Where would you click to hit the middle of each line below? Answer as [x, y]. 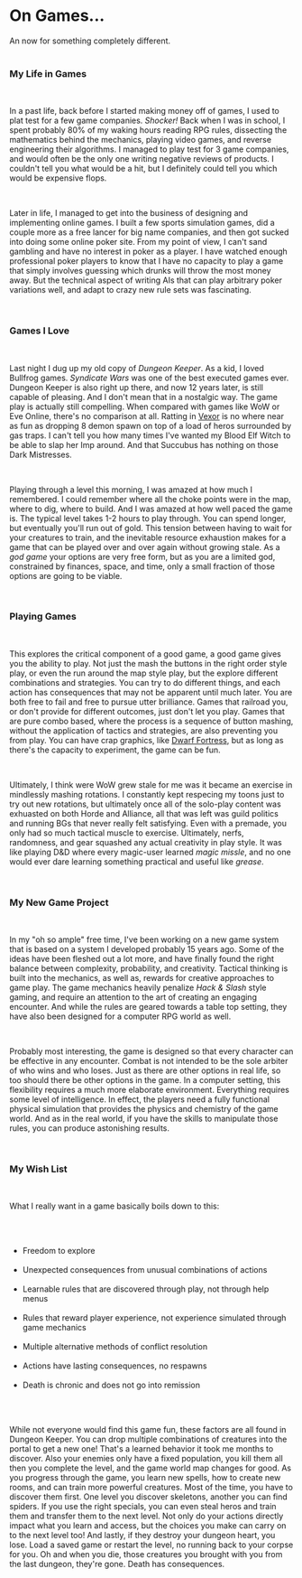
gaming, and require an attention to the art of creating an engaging [133, 997]
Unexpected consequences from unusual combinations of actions [145, 1270]
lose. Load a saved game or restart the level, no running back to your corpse [151, 1545]
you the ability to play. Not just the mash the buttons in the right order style [148, 663]
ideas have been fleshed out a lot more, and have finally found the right [142, 959]
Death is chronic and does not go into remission [111, 1385]
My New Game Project [59, 902]
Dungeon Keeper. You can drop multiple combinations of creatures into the [148, 1439]
